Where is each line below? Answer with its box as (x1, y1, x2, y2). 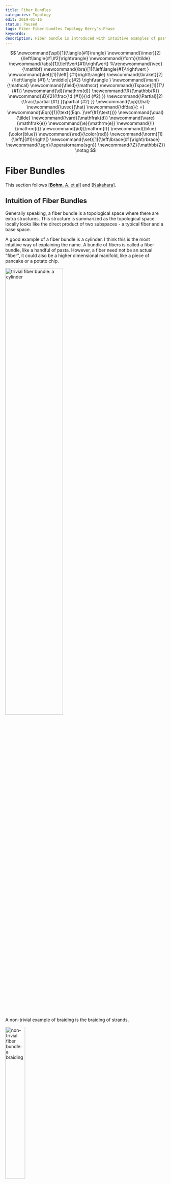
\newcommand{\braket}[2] (106, 71, 163, 77)
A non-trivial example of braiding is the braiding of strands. (5, 1017, 129, 1023)
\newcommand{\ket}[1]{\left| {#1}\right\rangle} (8, 71, 106, 77)
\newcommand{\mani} (112, 77, 159, 83)
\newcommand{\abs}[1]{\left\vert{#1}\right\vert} (8, 61, 109, 67)
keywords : (5, 31, 26, 36)
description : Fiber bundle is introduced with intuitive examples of (5, 36, 156, 41)
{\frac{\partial (21, 98, 50, 104)
